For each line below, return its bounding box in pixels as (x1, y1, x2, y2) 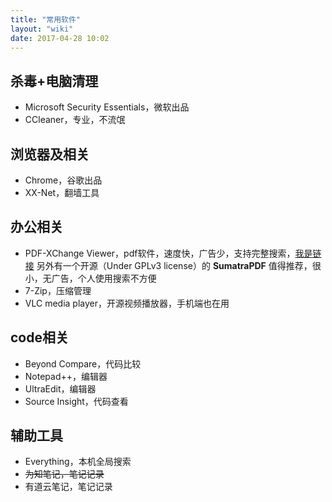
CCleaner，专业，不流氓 (24, 114, 126, 126)
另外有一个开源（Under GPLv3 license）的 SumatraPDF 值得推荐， (36, 259, 313, 271)
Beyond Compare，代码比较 (24, 357, 142, 370)
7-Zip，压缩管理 (24, 284, 92, 296)
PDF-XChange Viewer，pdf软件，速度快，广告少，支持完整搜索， (24, 247, 296, 259)
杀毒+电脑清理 (10, 72, 99, 90)
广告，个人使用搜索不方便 (51, 272, 157, 284)
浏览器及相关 (10, 146, 90, 163)
